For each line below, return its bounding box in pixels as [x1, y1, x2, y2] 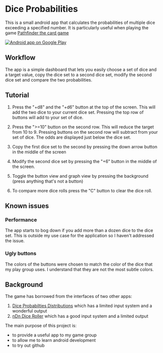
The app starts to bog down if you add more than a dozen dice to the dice [5, 228, 153, 233]
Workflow [5, 54, 36, 62]
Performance [5, 216, 38, 223]
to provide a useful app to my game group [12, 332, 97, 338]
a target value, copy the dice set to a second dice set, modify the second [5, 72, 152, 78]
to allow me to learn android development [12, 337, 96, 343]
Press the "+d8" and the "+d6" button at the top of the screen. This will [12, 104, 156, 110]
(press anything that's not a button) [12, 178, 83, 184]
